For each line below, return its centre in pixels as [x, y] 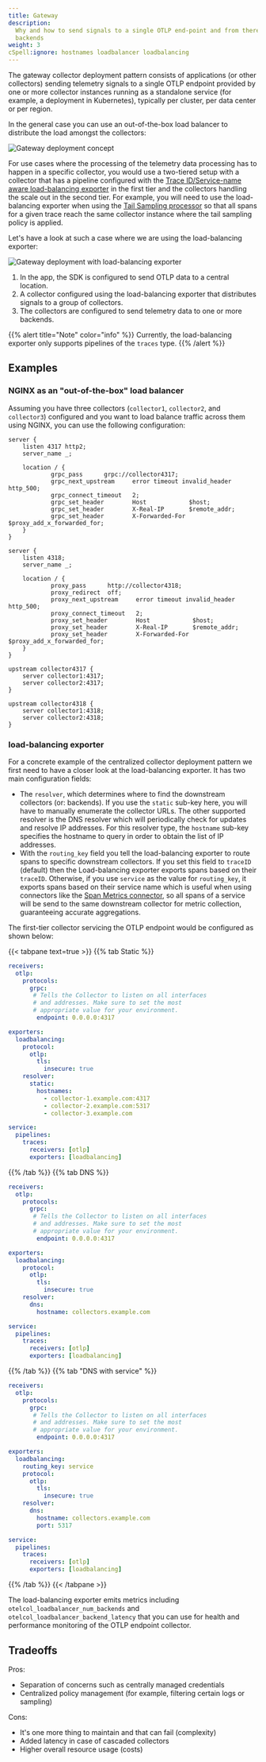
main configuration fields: [50, 779]
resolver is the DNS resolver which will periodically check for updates [133, 819]
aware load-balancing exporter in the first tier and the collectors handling [127, 189]
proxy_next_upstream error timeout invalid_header [143, 599]
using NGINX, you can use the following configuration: [97, 425]
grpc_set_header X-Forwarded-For [118, 516]
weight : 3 [25, 45]
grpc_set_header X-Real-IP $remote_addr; [143, 509]
